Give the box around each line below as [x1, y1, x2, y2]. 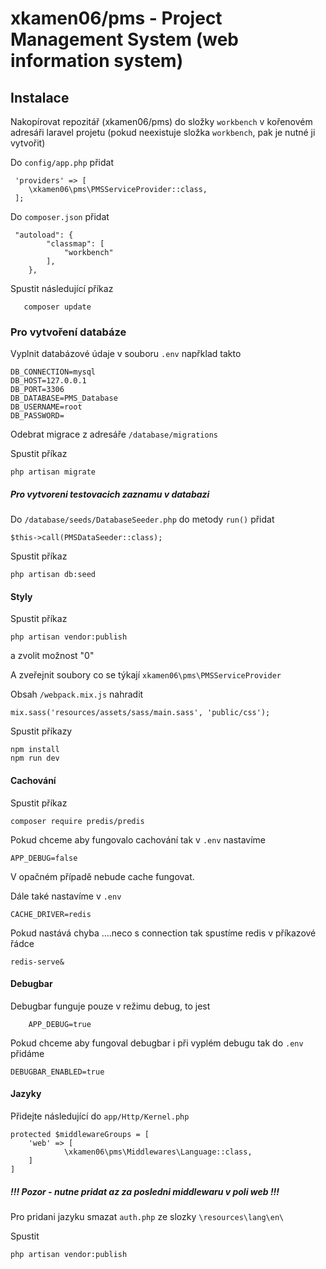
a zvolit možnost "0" [10, 650, 95, 662]
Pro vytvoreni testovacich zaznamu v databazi [10, 488, 210, 500]
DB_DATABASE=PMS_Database [10, 393, 118, 404]
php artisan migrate [10, 467, 97, 477]
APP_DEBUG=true [28, 1019, 92, 1029]
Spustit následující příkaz [10, 283, 114, 294]
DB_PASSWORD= [10, 411, 65, 421]
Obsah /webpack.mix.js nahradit [10, 688, 144, 701]
